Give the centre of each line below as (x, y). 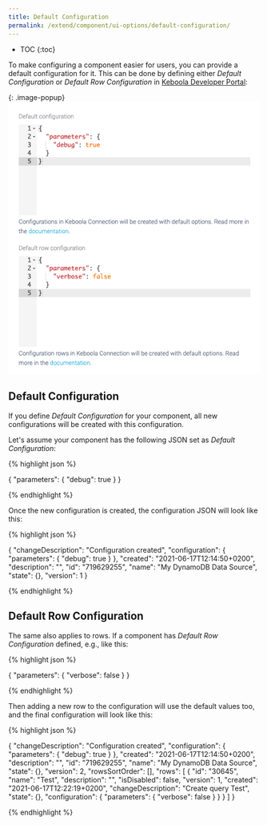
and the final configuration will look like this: (81, 714)
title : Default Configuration (59, 17)
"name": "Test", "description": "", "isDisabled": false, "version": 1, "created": (133, 779)
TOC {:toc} (38, 49)
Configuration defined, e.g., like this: (68, 644)
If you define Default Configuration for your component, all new (113, 416)
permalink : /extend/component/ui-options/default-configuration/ (119, 25)
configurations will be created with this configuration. (96, 424)
